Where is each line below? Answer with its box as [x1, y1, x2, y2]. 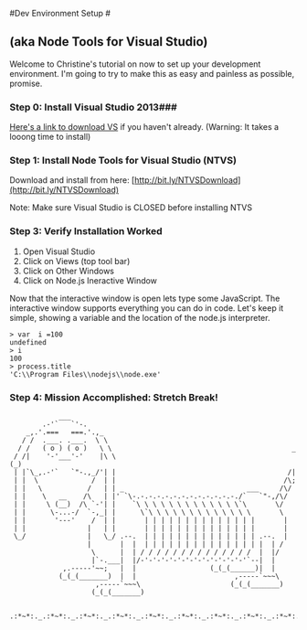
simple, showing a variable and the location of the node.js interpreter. [9, 312, 270, 323]
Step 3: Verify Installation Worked [9, 225, 163, 238]
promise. [9, 78, 43, 89]
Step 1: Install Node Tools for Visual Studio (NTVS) [9, 155, 238, 167]
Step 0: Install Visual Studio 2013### [9, 101, 178, 113]
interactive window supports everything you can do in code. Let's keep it [9, 302, 284, 314]
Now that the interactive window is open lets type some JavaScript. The [9, 293, 281, 304]
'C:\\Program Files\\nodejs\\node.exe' [9, 369, 162, 379]
